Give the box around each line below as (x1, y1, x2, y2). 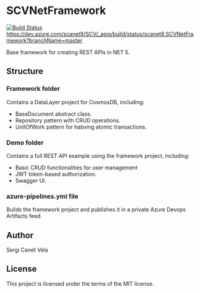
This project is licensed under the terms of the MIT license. (6, 280, 154, 287)
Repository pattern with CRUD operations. (15, 116, 120, 124)
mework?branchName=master (6, 37, 83, 44)
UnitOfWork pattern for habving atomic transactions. (15, 123, 147, 130)
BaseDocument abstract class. (15, 110, 92, 118)
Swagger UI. (15, 177, 47, 184)
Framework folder (6, 85, 61, 93)
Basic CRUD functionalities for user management (15, 164, 138, 171)
